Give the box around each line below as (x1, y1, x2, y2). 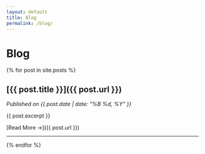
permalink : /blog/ (6, 20, 53, 26)
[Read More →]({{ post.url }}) (6, 124, 80, 131)
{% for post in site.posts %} (6, 66, 76, 74)
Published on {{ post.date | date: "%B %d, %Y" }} (6, 100, 132, 108)
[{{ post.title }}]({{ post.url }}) (6, 84, 122, 94)
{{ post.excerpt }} (6, 112, 51, 119)
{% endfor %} (6, 141, 41, 149)
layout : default (6, 9, 48, 15)
